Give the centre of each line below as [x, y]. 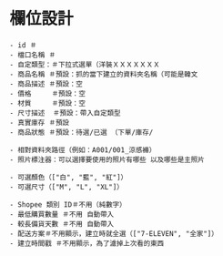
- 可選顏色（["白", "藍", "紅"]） [69, 177]
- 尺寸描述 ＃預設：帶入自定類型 [65, 113]
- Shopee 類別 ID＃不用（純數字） [68, 205]
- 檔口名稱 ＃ [33, 55]
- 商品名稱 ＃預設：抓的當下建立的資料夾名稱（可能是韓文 [104, 74]
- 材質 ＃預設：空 [48, 103]
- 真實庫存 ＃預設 [40, 123]
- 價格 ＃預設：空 [48, 93]
